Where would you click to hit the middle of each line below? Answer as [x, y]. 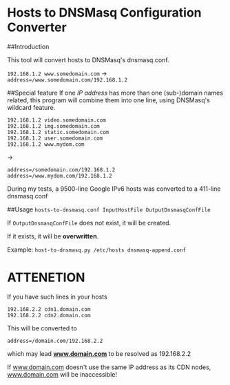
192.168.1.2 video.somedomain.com [57, 120]
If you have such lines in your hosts [57, 297]
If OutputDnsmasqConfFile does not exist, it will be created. [89, 223]
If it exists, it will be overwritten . [53, 236]
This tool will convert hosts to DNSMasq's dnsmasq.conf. [88, 59]
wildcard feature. [31, 107]
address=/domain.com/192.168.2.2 [55, 341]
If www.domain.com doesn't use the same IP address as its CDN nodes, [109, 367]
